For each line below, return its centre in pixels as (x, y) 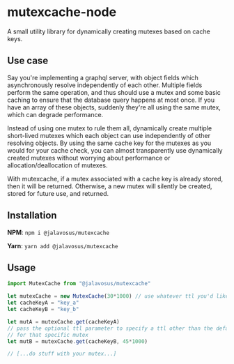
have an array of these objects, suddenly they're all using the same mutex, (114, 107)
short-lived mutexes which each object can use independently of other (109, 135)
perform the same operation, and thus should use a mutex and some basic (114, 92)
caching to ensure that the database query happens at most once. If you (111, 100)
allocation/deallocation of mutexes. (57, 165)
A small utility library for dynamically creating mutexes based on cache (109, 31)
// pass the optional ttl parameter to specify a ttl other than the (110, 328)
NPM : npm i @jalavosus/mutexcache (58, 232)
